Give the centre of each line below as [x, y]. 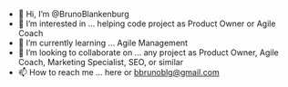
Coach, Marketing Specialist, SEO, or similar [101, 62]
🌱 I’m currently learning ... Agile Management [103, 43]
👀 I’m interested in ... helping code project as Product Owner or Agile [147, 24]
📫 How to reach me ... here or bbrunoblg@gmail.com [119, 72]
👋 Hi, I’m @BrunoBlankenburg [73, 14]
